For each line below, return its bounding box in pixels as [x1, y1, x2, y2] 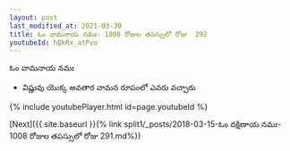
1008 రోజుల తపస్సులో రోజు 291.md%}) [9, 130, 141, 141]
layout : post [9, 13, 58, 22]
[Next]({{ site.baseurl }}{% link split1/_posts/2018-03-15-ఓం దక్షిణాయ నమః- [9, 119, 282, 130]
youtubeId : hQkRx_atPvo [9, 38, 98, 47]
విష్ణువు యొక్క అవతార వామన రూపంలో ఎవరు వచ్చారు [21, 82, 196, 93]
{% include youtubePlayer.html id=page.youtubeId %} [9, 102, 209, 113]
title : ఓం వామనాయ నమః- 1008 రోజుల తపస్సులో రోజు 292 [9, 29, 208, 38]
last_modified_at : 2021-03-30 [9, 21, 123, 30]
